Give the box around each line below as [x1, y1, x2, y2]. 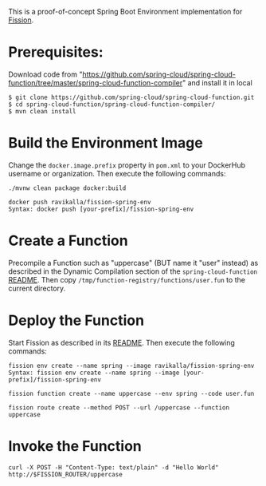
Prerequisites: [8, 43, 104, 61]
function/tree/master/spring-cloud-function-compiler [8, 77, 183, 87]
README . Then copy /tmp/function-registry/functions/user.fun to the [8, 275, 245, 284]
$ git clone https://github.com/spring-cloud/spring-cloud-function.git [8, 93, 255, 101]
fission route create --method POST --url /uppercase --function [8, 403, 229, 412]
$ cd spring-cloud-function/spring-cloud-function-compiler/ [8, 100, 216, 109]
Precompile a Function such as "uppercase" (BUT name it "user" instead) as [8, 258, 259, 267]
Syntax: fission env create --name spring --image [8, 369, 180, 377]
